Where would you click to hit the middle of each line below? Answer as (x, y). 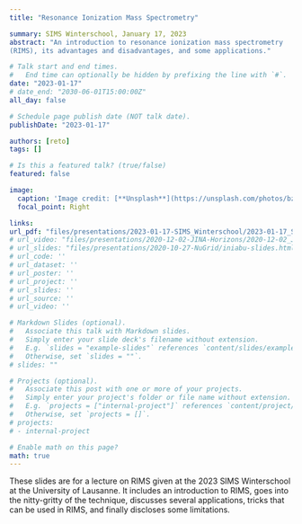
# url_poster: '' (42, 273)
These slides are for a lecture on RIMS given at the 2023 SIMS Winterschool (150, 481)
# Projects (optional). (54, 381)
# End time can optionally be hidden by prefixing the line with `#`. (148, 75)
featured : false (40, 174)
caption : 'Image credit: (64, 199)
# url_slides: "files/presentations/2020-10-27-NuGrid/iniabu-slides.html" (154, 248)
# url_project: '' (44, 281)
